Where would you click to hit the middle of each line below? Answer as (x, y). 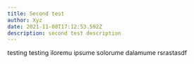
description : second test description (64, 33)
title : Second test (36, 14)
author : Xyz (25, 20)
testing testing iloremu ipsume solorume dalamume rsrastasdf (97, 53)
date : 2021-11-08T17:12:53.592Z (55, 26)
